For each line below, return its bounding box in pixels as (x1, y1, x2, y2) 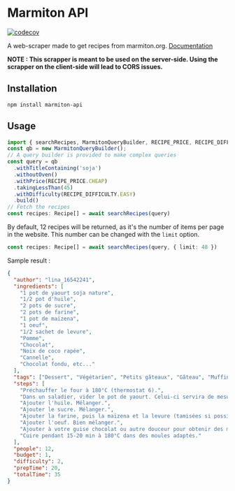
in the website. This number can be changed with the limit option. (7, 230, 200, 239)
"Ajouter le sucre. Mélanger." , (20, 406, 114, 413)
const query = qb (7, 159, 58, 166)
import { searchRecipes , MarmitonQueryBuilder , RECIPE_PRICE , (7, 138, 192, 146)
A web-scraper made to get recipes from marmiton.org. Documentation (7, 41, 213, 50)
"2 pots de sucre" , (20, 302, 77, 309)
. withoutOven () (13, 171, 58, 178)
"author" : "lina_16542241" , (13, 276, 96, 284)
